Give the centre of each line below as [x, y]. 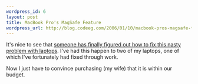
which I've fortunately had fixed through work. [62, 57]
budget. [16, 75]
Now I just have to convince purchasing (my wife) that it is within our [89, 69]
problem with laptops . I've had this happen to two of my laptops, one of [93, 51]
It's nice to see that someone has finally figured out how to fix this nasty [94, 45]
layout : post [22, 17]
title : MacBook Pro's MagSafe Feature [54, 22]
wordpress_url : [25, 28]
